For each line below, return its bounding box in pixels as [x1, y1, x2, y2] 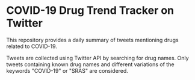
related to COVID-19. [6, 43, 57, 50]
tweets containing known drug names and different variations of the [6, 61, 175, 68]
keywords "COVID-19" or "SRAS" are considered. [6, 67, 128, 74]
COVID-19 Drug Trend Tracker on [6, 4, 175, 17]
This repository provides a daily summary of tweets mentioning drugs [6, 36, 179, 43]
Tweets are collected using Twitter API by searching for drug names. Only [6, 54, 189, 61]
